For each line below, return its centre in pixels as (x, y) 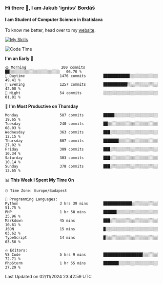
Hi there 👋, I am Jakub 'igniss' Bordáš (50, 8)
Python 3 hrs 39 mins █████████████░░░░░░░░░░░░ (82, 204)
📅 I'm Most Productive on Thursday (42, 106)
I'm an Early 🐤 (19, 58)
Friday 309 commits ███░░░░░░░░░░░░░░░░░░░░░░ (82, 150)
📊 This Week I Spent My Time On (40, 180)
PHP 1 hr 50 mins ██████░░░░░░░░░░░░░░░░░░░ (82, 212)
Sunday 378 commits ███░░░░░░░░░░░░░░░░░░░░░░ (82, 167)
